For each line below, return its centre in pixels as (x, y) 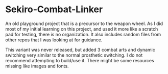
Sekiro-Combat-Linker (54, 9)
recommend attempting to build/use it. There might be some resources (80, 60)
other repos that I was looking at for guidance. (54, 40)
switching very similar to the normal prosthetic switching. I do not (74, 55)
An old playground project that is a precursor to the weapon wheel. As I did (84, 23)
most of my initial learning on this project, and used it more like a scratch (82, 29)
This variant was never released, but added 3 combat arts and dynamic (80, 50)
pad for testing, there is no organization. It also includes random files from (83, 34)
